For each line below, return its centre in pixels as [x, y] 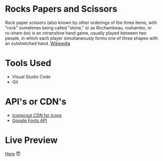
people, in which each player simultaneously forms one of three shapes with [81, 38]
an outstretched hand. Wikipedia [38, 43]
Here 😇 [13, 154]
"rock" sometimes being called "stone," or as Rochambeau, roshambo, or [79, 27]
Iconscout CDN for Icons [37, 115]
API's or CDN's [36, 102]
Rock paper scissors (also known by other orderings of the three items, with [81, 23]
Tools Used [28, 63]
